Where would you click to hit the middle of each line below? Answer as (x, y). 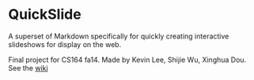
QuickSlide (45, 15)
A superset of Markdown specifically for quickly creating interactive (119, 36)
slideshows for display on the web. (65, 44)
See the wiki (28, 67)
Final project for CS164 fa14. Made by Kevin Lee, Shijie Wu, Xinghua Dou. (127, 60)
